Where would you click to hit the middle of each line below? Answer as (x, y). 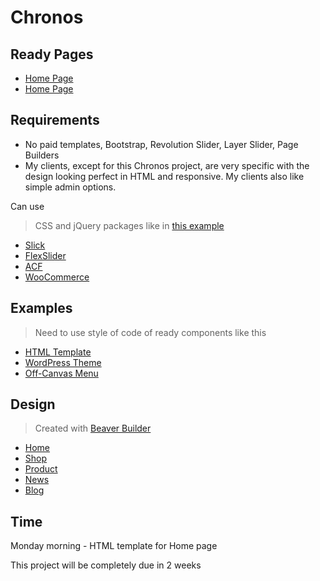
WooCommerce (57, 277)
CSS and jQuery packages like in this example (129, 225)
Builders (42, 155)
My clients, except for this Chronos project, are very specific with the (167, 165)
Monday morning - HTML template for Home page (114, 546)
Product (41, 469)
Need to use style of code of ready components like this (150, 332)
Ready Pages (52, 54)
